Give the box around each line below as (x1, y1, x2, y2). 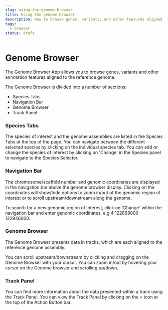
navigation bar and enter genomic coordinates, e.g (5, 210, 110, 216)
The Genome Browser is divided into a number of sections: (5, 84, 127, 90)
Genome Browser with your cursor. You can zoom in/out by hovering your (5, 259, 157, 265)
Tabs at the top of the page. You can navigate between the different (5, 139, 145, 145)
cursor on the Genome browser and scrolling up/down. (5, 264, 119, 271)
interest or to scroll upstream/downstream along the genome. (5, 195, 132, 201)
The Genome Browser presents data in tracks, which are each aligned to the (5, 239, 162, 245)
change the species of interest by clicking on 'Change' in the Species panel (5, 149, 161, 156)
